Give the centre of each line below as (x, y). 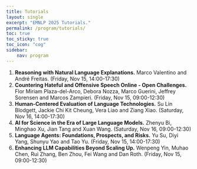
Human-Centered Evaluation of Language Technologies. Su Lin (93, 103)
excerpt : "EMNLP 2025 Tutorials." (49, 22)
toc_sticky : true (27, 39)
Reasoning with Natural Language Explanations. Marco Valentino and (101, 72)
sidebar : (17, 50)
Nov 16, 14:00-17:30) (40, 116)
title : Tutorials (27, 12)
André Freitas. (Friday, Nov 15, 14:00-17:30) (67, 79)
